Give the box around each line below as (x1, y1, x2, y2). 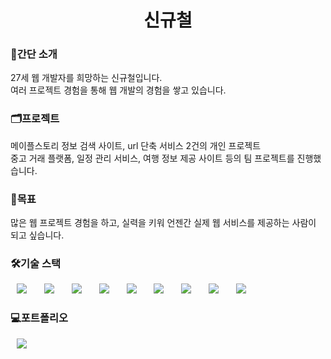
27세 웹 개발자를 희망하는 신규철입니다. (10, 72, 163, 84)
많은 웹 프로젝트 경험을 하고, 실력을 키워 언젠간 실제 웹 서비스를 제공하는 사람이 (10, 217, 317, 229)
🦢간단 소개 (10, 47, 58, 61)
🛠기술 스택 (10, 257, 62, 270)
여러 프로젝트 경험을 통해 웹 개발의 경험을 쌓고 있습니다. (10, 84, 227, 96)
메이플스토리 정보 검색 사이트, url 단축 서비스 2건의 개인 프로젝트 (10, 139, 262, 151)
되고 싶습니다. (10, 229, 65, 241)
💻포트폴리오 (10, 311, 69, 325)
